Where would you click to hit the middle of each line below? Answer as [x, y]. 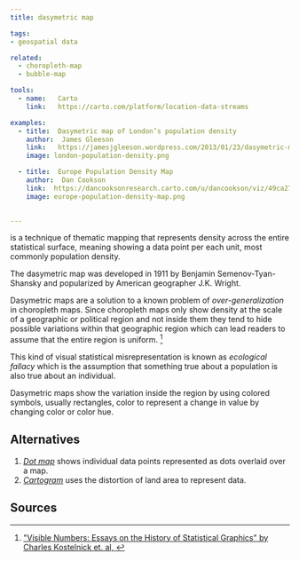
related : [26, 58]
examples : [28, 122]
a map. [35, 470]
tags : [20, 33]
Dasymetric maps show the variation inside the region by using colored [140, 393]
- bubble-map [42, 75]
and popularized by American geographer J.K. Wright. [142, 283]
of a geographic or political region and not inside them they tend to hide [142, 320]
